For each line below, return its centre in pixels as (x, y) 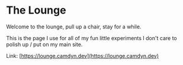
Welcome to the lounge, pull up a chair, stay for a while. (74, 27)
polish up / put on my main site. (44, 44)
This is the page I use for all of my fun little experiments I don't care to (91, 38)
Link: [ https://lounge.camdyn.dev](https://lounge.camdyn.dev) (82, 56)
